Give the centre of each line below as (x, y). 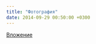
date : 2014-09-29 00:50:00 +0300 (48, 17)
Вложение (20, 34)
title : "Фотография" (32, 12)
